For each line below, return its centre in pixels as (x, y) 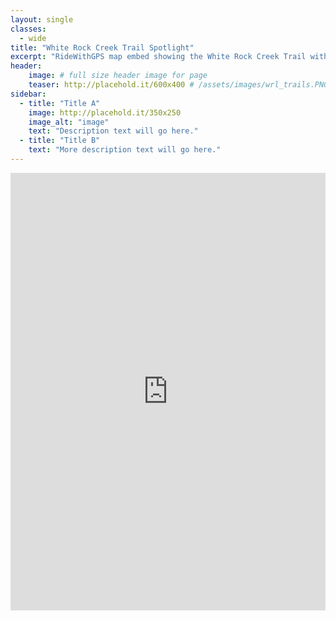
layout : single (42, 19)
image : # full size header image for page (118, 76)
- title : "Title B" (60, 141)
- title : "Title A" (60, 103)
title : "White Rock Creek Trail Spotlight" (102, 47)
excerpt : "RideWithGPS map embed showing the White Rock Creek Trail (158, 57)
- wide (33, 38)
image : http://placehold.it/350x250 (105, 112)
